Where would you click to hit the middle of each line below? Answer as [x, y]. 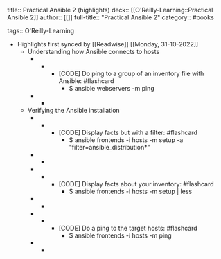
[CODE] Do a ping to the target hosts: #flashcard [128, 228]
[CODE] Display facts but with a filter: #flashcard [128, 132]
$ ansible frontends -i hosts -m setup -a [126, 140]
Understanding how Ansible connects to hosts [94, 52]
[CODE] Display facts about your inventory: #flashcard [136, 184]
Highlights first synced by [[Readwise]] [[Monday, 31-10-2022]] [108, 44]
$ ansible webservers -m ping [112, 88]
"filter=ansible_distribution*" [109, 147]
